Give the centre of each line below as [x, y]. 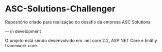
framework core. [22, 45]
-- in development [23, 31]
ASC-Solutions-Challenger [60, 9]
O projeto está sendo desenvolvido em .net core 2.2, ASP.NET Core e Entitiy [81, 40]
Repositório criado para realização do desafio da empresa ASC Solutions [78, 22]
